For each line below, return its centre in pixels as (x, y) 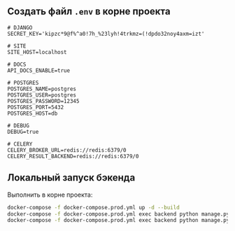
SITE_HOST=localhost (37, 52)
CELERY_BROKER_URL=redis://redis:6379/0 (67, 150)
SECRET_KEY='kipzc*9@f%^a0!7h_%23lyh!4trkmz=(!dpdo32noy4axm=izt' (106, 34)
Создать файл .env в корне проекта (89, 12)
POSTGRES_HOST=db (33, 113)
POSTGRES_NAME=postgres (42, 89)
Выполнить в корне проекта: (50, 195)
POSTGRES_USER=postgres (42, 95)
